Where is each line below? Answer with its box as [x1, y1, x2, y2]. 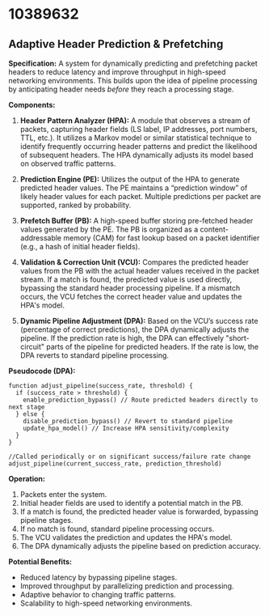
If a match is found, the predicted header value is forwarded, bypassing [19, 507, 258, 516]
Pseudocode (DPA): [8, 366, 76, 376]
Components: [8, 100, 56, 109]
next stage [8, 403, 45, 411]
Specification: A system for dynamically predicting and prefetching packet [8, 58, 258, 68]
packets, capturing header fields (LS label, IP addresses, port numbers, [19, 125, 258, 134]
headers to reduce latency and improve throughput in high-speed [8, 67, 226, 77]
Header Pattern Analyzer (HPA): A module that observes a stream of [19, 116, 250, 125]
